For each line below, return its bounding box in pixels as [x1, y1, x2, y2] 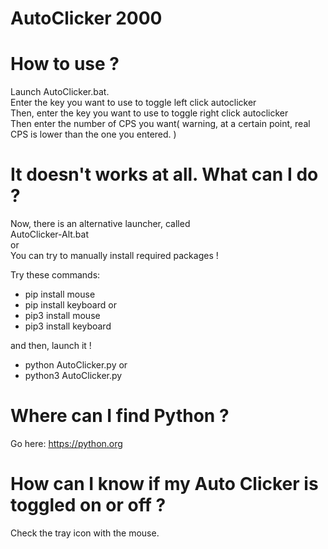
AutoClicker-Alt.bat [10, 228, 90, 241]
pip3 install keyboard [24, 320, 112, 332]
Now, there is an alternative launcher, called [10, 218, 191, 230]
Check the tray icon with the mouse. [10, 527, 160, 539]
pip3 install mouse [24, 310, 101, 322]
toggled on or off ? [10, 494, 167, 517]
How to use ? [10, 53, 120, 76]
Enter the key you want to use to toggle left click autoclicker [10, 97, 257, 109]
